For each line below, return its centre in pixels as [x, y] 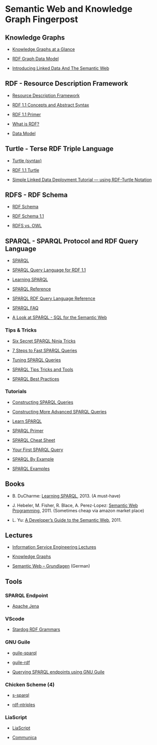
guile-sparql [24, 653]
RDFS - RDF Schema [36, 195]
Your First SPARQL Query [38, 450]
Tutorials [16, 391]
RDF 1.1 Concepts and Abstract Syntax [51, 105]
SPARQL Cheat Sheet [34, 440]
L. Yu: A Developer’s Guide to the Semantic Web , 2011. [67, 520]
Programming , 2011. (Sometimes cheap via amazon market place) [78, 510]
